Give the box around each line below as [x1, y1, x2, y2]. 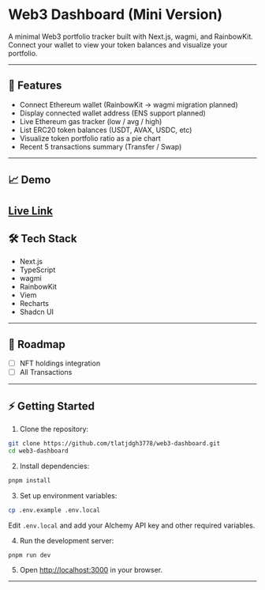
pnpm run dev [8, 551, 51, 559]
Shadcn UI [19, 307, 54, 317]
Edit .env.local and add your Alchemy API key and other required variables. [8, 520, 256, 530]
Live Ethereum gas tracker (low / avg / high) [19, 116, 162, 126]
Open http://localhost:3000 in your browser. [19, 565, 163, 575]
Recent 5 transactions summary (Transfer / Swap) [19, 142, 182, 151]
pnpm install [8, 476, 51, 484]
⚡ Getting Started [8, 399, 95, 413]
